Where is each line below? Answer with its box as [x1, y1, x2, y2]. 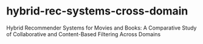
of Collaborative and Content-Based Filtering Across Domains [6, 30, 161, 37]
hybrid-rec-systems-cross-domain [6, 4, 188, 18]
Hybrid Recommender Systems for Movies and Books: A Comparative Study [6, 24, 197, 31]
